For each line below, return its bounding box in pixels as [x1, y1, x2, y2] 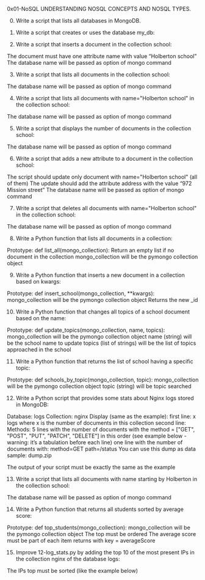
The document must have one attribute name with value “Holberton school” [7, 53, 197, 60]
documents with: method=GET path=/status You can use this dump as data [7, 446, 196, 452]
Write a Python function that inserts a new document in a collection [15, 271, 185, 279]
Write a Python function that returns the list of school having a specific [15, 358, 194, 365]
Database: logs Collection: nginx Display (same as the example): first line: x [7, 413, 196, 420]
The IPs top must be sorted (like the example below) [7, 567, 138, 574]
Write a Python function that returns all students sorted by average [15, 505, 184, 513]
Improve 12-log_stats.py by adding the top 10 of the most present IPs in [15, 549, 195, 556]
